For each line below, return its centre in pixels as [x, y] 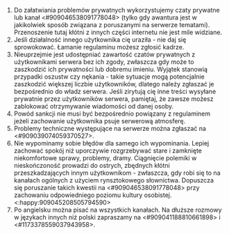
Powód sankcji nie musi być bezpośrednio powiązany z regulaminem [112, 114]
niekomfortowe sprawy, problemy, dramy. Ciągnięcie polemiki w [105, 158]
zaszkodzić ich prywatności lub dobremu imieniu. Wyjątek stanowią [111, 69]
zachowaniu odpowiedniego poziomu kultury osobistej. [93, 195]
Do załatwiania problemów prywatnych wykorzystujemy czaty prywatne [117, 10]
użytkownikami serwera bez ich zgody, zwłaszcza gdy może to [104, 62]
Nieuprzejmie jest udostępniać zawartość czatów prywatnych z [104, 54]
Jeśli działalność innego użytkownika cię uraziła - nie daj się [100, 40]
